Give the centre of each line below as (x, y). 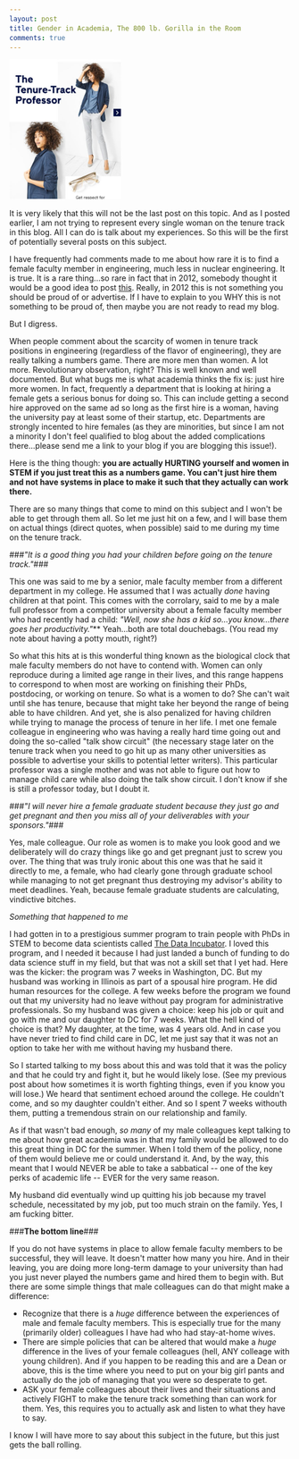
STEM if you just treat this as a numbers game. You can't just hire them (143, 473)
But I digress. (33, 324)
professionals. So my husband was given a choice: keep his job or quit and (147, 1010)
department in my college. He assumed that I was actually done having (140, 591)
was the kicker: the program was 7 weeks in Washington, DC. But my (136, 972)
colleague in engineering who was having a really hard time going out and (145, 732)
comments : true (37, 38)
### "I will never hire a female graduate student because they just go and (144, 806)
